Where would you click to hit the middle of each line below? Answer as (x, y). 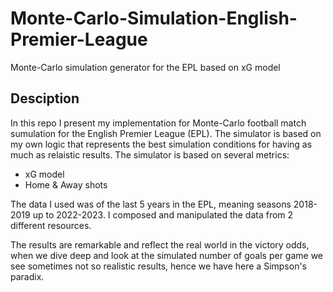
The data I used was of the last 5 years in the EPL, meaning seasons (151, 204)
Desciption (45, 98)
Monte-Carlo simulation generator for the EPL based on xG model (145, 67)
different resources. (51, 225)
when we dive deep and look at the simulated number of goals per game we (167, 255)
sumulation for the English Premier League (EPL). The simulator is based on (166, 133)
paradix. (27, 276)
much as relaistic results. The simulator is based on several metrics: (150, 154)
